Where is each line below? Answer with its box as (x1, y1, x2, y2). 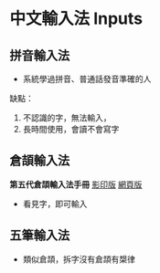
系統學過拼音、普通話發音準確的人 (22, 74, 152, 84)
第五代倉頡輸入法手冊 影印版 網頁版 (9, 179, 143, 190)
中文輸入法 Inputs (9, 8, 144, 29)
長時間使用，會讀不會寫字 (22, 124, 120, 134)
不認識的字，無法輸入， (22, 112, 112, 123)
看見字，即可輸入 (22, 198, 88, 209)
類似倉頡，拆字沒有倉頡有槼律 (22, 253, 135, 265)
